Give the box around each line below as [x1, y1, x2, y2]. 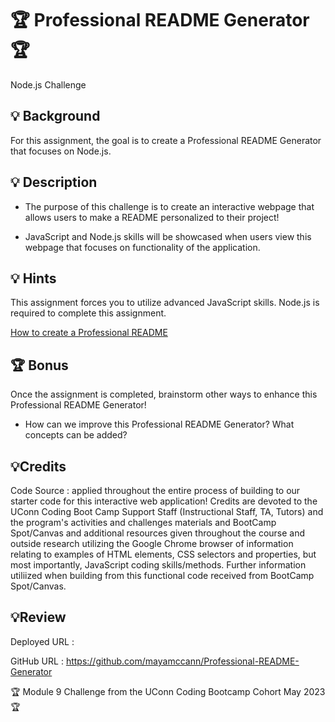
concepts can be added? [24, 429, 128, 441]
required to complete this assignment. [10, 307, 167, 319]
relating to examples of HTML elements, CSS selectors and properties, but [10, 548, 317, 560]
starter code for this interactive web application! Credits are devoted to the [10, 495, 318, 507]
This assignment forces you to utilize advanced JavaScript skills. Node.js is [10, 297, 320, 309]
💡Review [10, 609, 67, 626]
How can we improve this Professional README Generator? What [24, 418, 295, 431]
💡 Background [10, 108, 101, 125]
